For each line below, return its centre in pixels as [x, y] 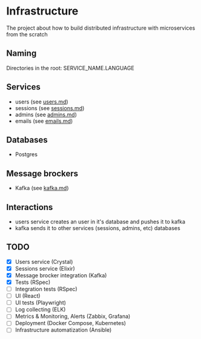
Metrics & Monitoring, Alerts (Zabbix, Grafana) [73, 317]
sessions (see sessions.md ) [50, 108]
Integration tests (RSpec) [46, 289]
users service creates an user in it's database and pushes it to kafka [100, 222]
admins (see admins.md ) [46, 114]
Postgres [26, 154]
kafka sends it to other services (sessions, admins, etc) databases [97, 228]
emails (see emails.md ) [44, 121]
